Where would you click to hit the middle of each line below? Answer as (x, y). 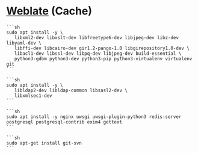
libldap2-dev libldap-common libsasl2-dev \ (71, 90)
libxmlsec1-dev (33, 95)
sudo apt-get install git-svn (44, 143)
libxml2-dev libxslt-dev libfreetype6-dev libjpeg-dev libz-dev (97, 37)
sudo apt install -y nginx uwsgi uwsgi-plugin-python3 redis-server (94, 117)
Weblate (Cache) (49, 11)
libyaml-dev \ (24, 43)
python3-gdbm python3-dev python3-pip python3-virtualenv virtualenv (103, 58)
